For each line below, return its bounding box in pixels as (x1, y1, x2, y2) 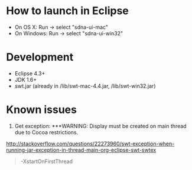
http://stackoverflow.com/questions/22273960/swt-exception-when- (6, 140, 175, 147)
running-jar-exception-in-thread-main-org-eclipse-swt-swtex (6, 146, 157, 154)
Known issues (6, 103, 77, 116)
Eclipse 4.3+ (14, 69, 45, 77)
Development (6, 51, 74, 64)
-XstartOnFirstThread (20, 158, 73, 165)
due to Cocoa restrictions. (14, 128, 79, 136)
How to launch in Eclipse (6, 4, 129, 18)
